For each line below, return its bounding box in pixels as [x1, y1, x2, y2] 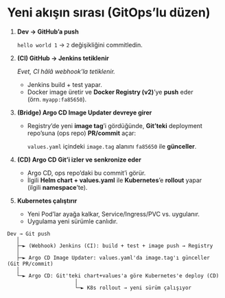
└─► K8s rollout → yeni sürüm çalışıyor [74, 284, 192, 291]
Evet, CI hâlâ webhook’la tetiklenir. [16, 67, 115, 75]
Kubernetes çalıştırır [16, 197, 78, 205]
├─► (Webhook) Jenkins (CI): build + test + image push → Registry [16, 242, 213, 249]
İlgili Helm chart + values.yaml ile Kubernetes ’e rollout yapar [27, 176, 202, 184]
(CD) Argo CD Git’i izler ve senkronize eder [16, 156, 142, 164]
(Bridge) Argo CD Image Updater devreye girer [16, 108, 152, 116]
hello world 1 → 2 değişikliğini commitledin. [16, 40, 143, 49]
